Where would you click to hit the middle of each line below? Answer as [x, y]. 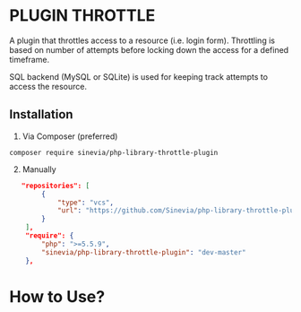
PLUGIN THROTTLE [82, 16]
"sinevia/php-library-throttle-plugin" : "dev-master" [144, 252]
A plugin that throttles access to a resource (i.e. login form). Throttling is [142, 40]
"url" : [69, 211]
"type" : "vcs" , [86, 203]
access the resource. [48, 86]
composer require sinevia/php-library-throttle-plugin [114, 152]
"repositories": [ [56, 186]
